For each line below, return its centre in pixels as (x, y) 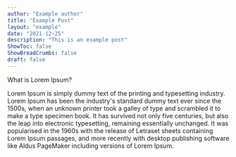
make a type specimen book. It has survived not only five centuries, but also (118, 115)
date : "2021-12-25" (36, 33)
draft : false (26, 60)
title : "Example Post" (41, 20)
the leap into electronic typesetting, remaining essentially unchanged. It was (118, 123)
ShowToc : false (30, 46)
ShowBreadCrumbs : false (42, 54)
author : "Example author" (45, 14)
